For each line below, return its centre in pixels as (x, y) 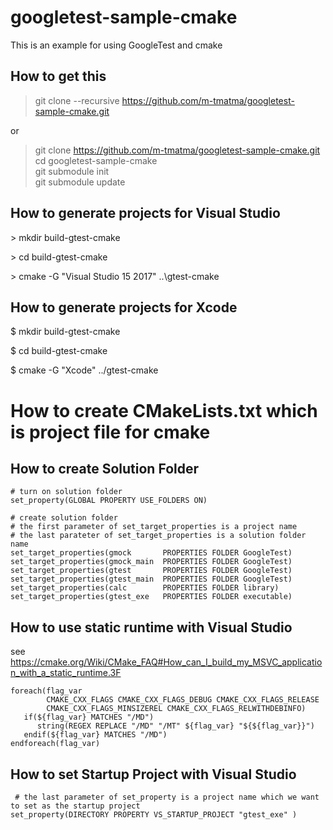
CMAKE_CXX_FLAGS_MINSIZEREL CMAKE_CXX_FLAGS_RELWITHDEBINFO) (176, 709)
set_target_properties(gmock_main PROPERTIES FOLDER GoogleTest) (151, 562)
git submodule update (80, 182)
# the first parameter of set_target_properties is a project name (154, 527)
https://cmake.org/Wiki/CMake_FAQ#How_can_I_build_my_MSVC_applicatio (166, 662)
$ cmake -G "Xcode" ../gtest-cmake (84, 370)
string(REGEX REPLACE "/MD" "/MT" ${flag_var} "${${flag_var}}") (175, 726)
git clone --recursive (77, 100)
